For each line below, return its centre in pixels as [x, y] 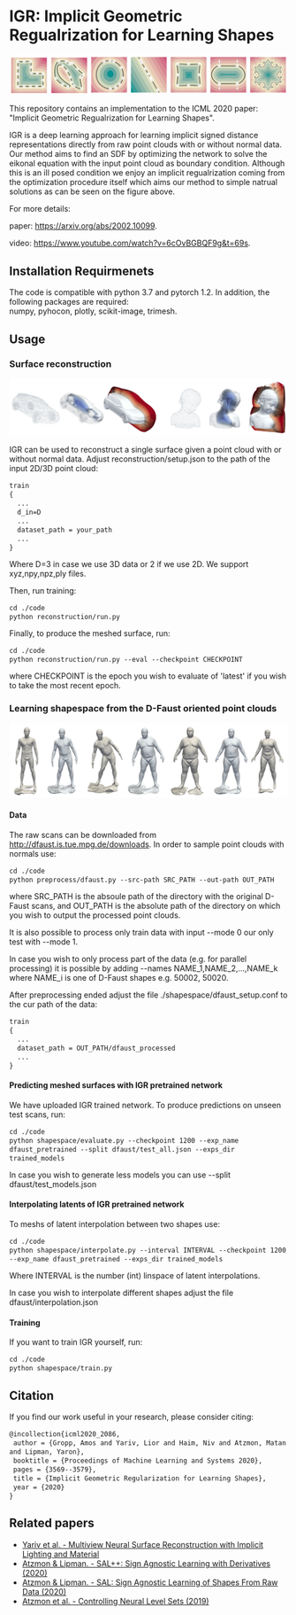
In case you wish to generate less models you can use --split [120, 1175]
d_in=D [29, 512]
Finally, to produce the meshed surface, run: [90, 633]
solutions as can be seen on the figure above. [92, 191]
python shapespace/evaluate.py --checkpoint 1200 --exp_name [124, 1140]
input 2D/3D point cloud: [54, 469]
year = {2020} [39, 1487]
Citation [32, 1396]
